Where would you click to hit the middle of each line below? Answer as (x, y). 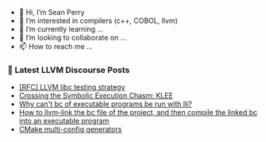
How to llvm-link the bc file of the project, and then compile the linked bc (138, 113)
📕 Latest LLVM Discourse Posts (69, 70)
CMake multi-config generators (70, 129)
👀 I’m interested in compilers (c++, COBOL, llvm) (98, 21)
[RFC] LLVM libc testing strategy (72, 87)
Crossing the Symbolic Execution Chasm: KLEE (96, 96)
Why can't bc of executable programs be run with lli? (105, 104)
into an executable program (64, 121)
